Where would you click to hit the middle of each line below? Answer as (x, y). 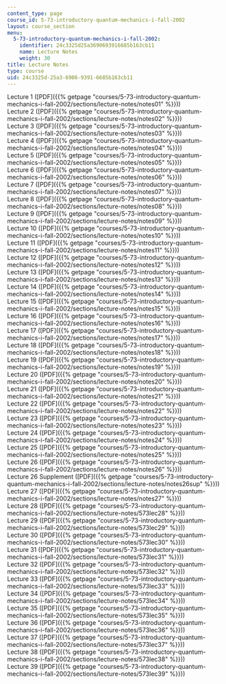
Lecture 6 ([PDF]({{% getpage (50, 170)
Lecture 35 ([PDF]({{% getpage (51, 608)
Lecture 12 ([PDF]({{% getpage (51, 258)
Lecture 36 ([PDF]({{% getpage (52, 623)
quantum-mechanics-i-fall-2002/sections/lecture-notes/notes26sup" (105, 484)
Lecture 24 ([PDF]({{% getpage (52, 433)
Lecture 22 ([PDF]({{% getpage (52, 404)
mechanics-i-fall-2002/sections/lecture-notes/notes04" (86, 148)
